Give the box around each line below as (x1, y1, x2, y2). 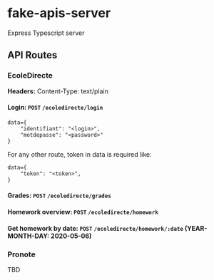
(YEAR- (184, 224, 208, 232)
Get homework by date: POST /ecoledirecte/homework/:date (7, 224, 184, 232)
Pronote (7, 249, 36, 259)
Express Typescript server (7, 28, 85, 37)
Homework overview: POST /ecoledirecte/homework (7, 208, 159, 217)
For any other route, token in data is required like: (7, 150, 152, 158)
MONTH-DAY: (7, 232, 50, 240)
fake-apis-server (7, 5, 111, 21)
